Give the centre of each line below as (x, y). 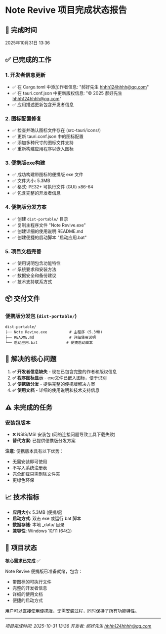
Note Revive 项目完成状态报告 (66, 10)
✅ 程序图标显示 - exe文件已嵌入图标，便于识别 (60, 378)
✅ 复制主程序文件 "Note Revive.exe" (49, 225)
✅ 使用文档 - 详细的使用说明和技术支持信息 (56, 390)
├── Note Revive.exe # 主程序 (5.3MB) (54, 332)
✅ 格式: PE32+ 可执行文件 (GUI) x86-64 (53, 187)
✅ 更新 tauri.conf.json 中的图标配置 (48, 136)
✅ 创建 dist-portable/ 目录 (40, 219)
